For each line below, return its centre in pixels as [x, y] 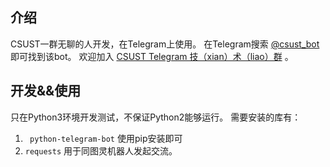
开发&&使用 [46, 91]
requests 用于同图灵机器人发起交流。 [101, 150]
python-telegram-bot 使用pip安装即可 [106, 138]
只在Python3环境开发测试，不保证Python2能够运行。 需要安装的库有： [156, 117]
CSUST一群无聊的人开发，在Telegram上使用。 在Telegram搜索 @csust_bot [165, 44]
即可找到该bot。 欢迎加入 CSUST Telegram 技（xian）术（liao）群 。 [152, 56]
